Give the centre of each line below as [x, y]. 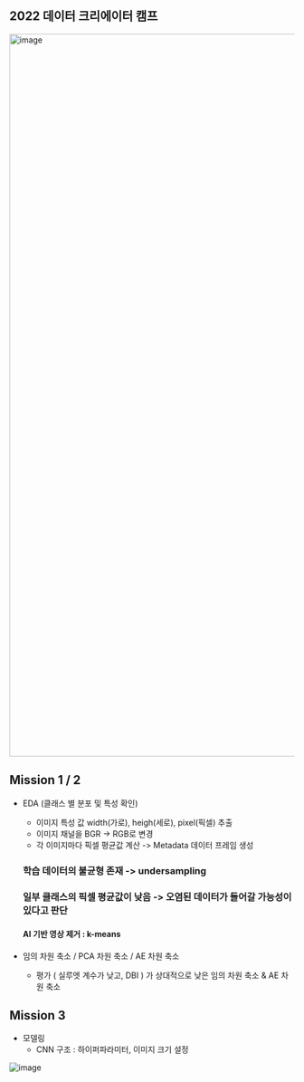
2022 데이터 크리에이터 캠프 [84, 16]
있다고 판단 [45, 911]
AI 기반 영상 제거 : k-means [71, 934]
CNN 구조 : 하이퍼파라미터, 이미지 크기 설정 [112, 1049]
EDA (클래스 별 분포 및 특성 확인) [80, 803]
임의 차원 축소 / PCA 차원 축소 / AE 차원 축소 [101, 956]
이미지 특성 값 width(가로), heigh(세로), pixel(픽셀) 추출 [134, 822]
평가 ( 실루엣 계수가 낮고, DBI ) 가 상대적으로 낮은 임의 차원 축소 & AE [157, 975]
